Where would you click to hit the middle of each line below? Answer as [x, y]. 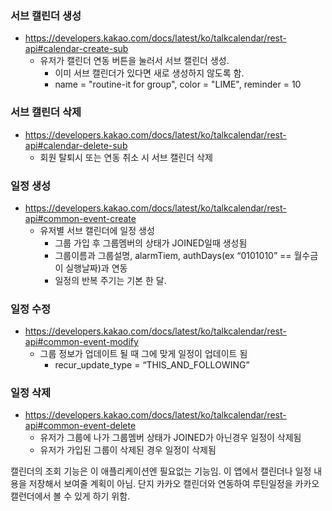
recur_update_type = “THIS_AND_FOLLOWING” [152, 365]
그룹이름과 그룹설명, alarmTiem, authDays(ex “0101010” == [173, 255]
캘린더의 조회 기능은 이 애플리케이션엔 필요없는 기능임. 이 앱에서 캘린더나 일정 [161, 471]
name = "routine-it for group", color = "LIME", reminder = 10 [178, 84]
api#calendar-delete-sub [76, 145]
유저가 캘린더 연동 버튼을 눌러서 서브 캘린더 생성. [134, 61]
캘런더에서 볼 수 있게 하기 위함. [70, 496]
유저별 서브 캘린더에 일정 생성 [97, 230]
